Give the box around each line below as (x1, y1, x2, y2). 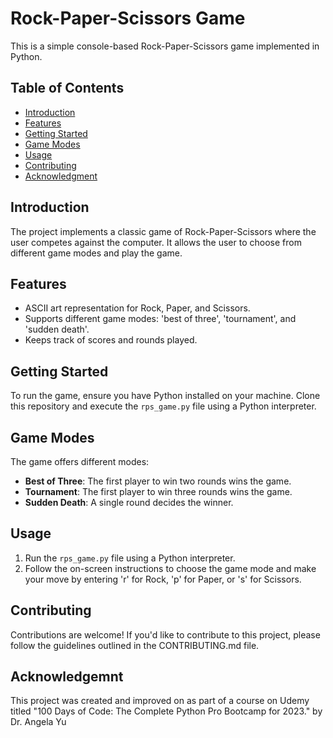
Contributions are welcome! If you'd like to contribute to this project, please (10, 628, 321, 641)
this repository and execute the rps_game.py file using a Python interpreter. (10, 400, 317, 412)
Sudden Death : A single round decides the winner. (24, 497, 234, 508)
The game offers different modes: (10, 456, 150, 467)
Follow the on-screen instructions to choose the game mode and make (24, 562, 317, 574)
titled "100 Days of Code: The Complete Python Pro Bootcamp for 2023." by (10, 705, 323, 717)
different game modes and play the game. (10, 247, 183, 259)
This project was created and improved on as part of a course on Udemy (10, 695, 310, 707)
